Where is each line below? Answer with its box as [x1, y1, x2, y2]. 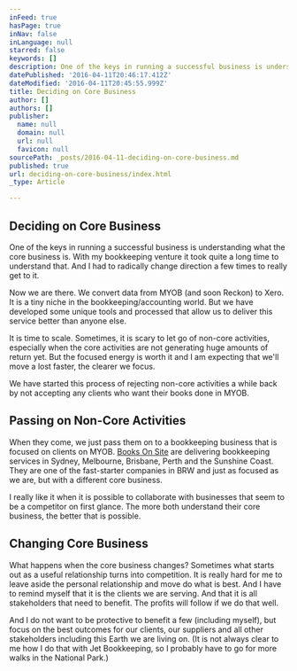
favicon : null [17, 144, 69, 153]
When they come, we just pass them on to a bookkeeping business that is [9, 436, 278, 448]
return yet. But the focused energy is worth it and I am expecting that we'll [9, 351, 279, 362]
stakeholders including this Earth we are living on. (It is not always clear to [9, 633, 279, 644]
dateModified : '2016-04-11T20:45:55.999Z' [9, 79, 168, 88]
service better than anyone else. [9, 316, 126, 326]
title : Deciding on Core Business [9, 87, 137, 96]
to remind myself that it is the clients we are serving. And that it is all [9, 588, 258, 598]
